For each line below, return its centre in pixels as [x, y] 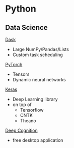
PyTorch [14, 64]
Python [21, 9]
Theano [28, 121]
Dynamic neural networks [39, 80]
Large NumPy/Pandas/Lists [41, 49]
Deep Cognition [21, 130]
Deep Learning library [35, 99]
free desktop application [38, 140]
